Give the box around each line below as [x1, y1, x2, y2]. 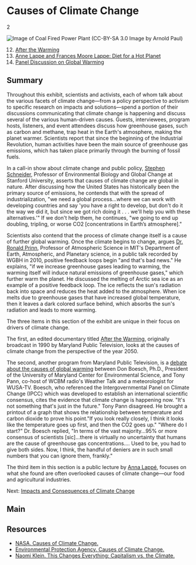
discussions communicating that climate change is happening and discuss [6, 109, 186, 116]
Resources [6, 524, 47, 534]
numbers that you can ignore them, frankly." [6, 452, 113, 459]
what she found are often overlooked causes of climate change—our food [6, 470, 185, 477]
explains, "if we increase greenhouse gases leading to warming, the [6, 263, 170, 270]
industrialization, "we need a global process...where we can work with [6, 195, 176, 202]
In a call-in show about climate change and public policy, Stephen [6, 164, 166, 171]
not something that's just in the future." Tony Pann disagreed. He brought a [6, 402, 188, 409]
